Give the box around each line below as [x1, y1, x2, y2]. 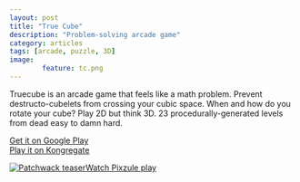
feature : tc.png [42, 64, 104, 73]
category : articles [9, 38, 84, 48]
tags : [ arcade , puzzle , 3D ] [9, 47, 116, 56]
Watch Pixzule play [85, 162, 157, 173]
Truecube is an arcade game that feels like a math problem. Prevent [9, 88, 263, 100]
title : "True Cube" [9, 22, 84, 31]
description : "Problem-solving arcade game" [9, 30, 181, 39]
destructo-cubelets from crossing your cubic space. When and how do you [9, 98, 291, 109]
